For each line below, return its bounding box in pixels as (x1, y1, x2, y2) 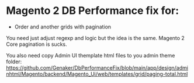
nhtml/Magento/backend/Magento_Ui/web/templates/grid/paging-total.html (6, 70, 188, 77)
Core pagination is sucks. (6, 41, 67, 48)
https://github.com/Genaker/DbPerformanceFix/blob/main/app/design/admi (6, 64, 189, 71)
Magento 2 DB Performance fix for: (6, 4, 179, 17)
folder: (6, 58, 22, 65)
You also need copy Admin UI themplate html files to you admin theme (6, 52, 175, 59)
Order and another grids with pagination (14, 23, 112, 30)
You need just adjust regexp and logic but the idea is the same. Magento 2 (6, 34, 185, 41)
